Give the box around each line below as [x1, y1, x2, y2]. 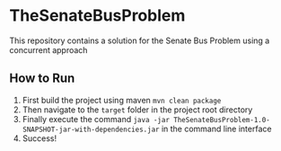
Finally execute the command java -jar [22, 113, 171, 124]
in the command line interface [161, 123, 272, 134]
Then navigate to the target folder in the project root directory [22, 104, 253, 115]
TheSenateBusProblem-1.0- [173, 115, 271, 124]
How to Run [9, 71, 75, 86]
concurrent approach [9, 44, 88, 55]
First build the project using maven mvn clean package [22, 94, 222, 105]
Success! [22, 132, 57, 144]
